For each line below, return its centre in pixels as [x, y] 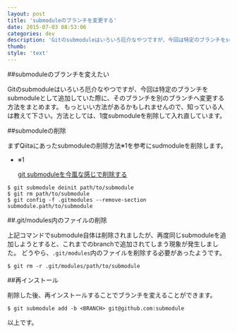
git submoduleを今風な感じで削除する [72, 174]
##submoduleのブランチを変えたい [59, 74]
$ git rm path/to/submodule [49, 194]
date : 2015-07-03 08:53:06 [47, 27]
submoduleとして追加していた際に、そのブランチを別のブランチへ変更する [116, 98]
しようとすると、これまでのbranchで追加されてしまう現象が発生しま [113, 243]
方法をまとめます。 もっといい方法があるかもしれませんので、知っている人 [116, 107]
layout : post [26, 14]
